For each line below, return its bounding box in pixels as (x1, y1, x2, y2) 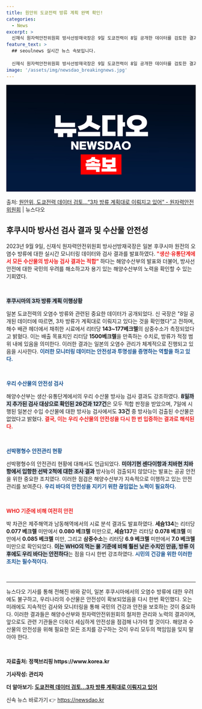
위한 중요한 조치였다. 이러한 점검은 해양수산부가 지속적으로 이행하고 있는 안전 (12, 475, 192, 482)
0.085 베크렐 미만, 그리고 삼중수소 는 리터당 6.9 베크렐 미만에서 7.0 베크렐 (22, 535, 195, 542)
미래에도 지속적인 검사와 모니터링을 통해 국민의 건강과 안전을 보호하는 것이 (6, 603, 180, 610)
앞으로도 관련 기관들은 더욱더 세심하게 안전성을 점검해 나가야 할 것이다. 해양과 (6, 618, 188, 625)
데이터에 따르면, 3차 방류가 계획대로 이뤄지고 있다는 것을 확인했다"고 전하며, (17, 317, 195, 325)
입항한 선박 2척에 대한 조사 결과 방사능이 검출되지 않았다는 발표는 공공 (22, 468, 185, 475)
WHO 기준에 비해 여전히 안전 (6, 507, 73, 514)
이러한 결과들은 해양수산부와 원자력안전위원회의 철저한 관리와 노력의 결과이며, (14, 610, 196, 618)
